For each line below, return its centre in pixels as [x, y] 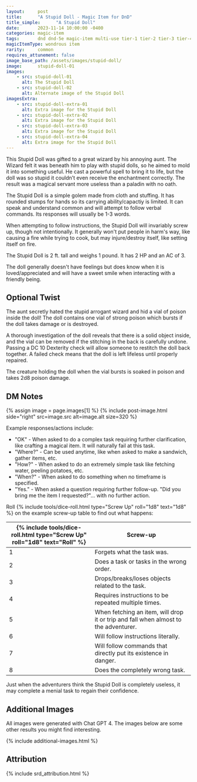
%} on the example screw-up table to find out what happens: [80, 513]
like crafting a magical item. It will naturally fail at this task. [85, 446]
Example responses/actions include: [50, 428]
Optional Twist [33, 297]
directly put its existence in [132, 653]
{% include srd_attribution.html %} [48, 773]
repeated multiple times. [128, 603]
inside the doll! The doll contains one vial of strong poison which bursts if [94, 318]
